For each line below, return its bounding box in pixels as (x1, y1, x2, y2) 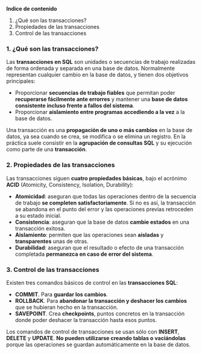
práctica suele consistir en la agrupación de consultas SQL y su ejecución (6, 139, 192, 147)
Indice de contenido (6, 5, 57, 12)
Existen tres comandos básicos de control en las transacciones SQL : (6, 279, 178, 286)
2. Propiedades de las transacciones (6, 161, 115, 169)
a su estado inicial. (14, 212, 62, 219)
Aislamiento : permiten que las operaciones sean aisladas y (14, 231, 164, 238)
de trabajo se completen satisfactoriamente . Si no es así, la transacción (14, 199, 196, 206)
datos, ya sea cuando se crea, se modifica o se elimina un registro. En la (6, 133, 186, 141)
